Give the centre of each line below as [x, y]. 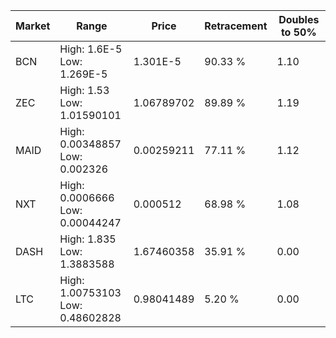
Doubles [299, 19]
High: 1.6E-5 [91, 49]
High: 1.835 [88, 239]
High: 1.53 [84, 90]
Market [33, 26]
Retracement [236, 26]
